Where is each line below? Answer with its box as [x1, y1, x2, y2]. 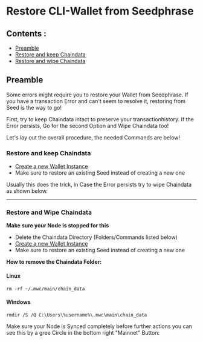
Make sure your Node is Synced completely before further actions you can [6, 323, 192, 330]
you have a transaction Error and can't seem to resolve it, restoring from [6, 97, 186, 104]
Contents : [6, 29, 47, 39]
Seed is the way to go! [6, 104, 62, 111]
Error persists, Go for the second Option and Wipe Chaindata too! [6, 122, 169, 129]
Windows [6, 298, 31, 306]
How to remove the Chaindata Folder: [6, 258, 102, 266]
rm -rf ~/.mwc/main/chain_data [6, 286, 85, 292]
